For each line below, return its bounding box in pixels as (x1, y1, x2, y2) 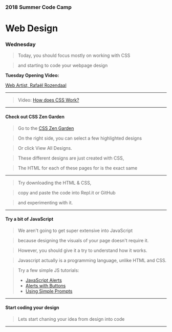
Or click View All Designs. (17, 145, 73, 151)
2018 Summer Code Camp (5, 4, 72, 11)
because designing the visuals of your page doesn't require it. (17, 237, 149, 243)
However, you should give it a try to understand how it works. (17, 247, 147, 253)
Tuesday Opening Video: (5, 72, 59, 79)
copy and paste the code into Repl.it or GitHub (17, 189, 116, 196)
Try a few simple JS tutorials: (17, 267, 79, 273)
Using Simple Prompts (25, 288, 73, 294)
